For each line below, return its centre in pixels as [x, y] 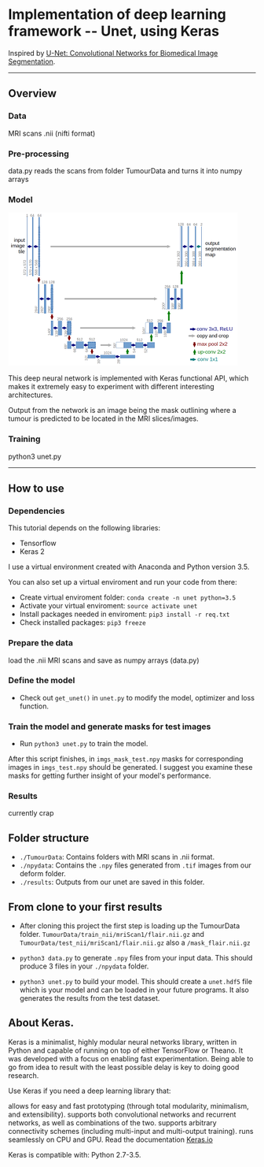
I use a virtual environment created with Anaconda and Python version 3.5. [129, 567]
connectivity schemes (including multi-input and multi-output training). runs [131, 1131]
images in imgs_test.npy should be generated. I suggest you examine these [130, 767]
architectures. [31, 395]
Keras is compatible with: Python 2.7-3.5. [75, 1154]
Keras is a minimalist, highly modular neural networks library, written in [123, 1042]
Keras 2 [32, 552]
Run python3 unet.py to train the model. [84, 744]
